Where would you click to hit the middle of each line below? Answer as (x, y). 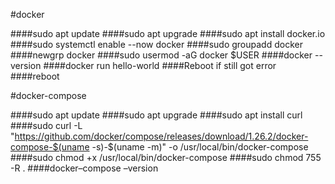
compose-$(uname (50, 147)
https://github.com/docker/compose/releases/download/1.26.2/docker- (161, 136)
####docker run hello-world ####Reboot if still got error (160, 65)
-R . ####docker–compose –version (84, 168)
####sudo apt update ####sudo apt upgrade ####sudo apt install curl (156, 115)
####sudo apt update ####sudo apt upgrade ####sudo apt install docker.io (168, 33)
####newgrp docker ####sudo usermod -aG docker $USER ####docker (161, 55)
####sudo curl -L (46, 125)
